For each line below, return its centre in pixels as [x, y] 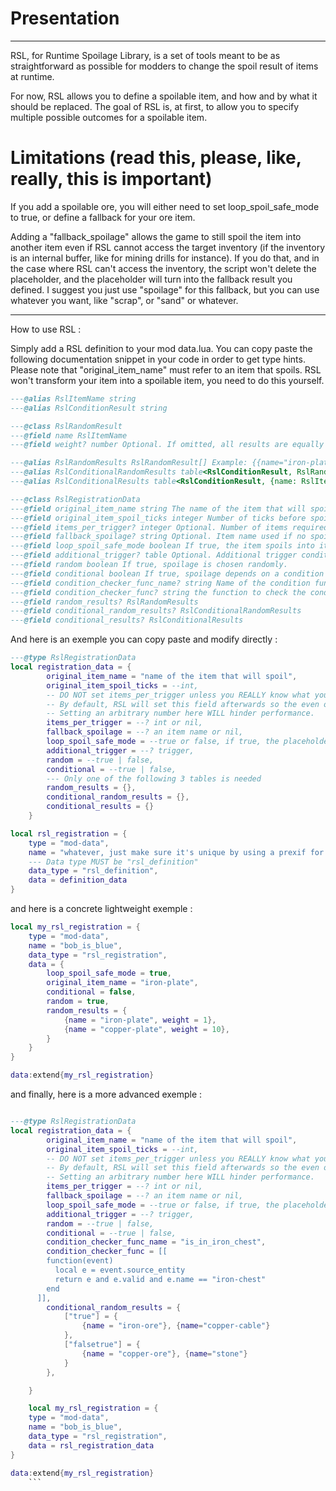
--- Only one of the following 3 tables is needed [154, 778]
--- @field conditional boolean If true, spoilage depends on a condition [167, 573]
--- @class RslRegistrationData [75, 499]
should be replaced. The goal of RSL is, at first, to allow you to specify [155, 106]
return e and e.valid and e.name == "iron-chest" [160, 1279]
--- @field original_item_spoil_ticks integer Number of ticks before [158, 518]
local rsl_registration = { [69, 833]
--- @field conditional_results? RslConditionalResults [127, 620]
